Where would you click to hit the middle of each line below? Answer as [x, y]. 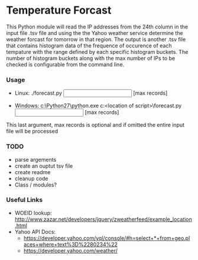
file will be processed [32, 131]
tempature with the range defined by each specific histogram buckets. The [97, 52]
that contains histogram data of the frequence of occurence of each [89, 46]
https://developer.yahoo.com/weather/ [70, 251]
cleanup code [31, 178]
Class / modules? [36, 185]
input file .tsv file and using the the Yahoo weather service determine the [95, 33]
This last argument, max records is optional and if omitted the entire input [95, 125]
